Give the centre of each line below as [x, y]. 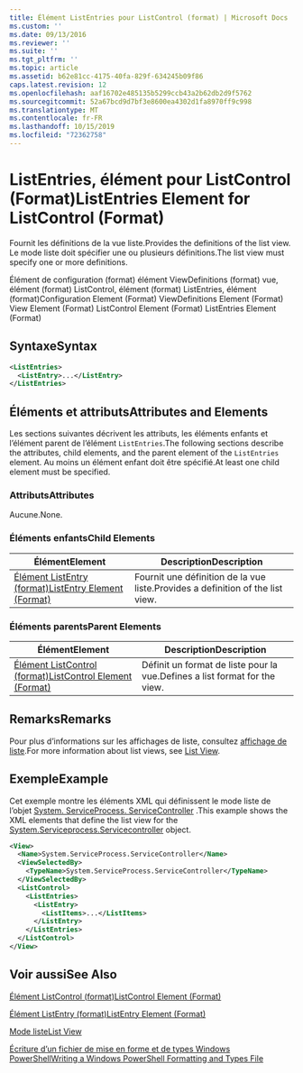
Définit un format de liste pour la [209, 665]
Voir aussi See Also [63, 975]
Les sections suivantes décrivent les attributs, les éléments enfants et [139, 434]
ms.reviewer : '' [40, 43]
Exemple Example [59, 780]
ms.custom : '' [36, 26]
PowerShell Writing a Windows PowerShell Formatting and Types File [137, 1058]
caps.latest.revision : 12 [58, 85]
